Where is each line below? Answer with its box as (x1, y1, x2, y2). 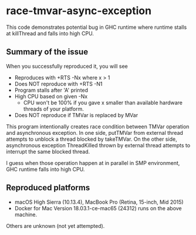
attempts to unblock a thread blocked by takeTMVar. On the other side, (6, 135, 177, 143)
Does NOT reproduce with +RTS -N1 (14, 80, 103, 87)
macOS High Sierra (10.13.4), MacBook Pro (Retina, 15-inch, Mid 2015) (14, 198, 184, 206)
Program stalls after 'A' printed (14, 87, 89, 94)
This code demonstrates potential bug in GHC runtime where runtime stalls (6, 24, 187, 31)
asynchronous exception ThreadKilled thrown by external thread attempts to (6, 141, 191, 148)
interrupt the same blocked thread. (6, 148, 90, 155)
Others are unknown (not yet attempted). (6, 222, 105, 229)
